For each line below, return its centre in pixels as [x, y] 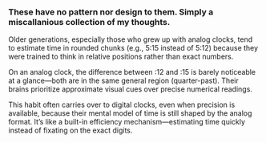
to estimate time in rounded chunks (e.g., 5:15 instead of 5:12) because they [133, 48]
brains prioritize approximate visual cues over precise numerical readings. [130, 89]
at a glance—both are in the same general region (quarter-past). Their [123, 81]
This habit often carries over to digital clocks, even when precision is [122, 105]
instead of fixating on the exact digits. [71, 130]
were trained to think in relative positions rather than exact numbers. [121, 57]
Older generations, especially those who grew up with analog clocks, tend [131, 39]
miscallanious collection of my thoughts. [89, 22]
